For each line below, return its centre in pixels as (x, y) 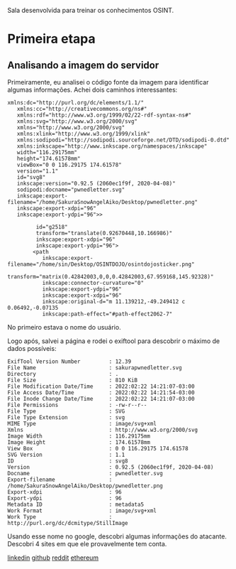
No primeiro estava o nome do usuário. (64, 327)
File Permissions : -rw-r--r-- (77, 405)
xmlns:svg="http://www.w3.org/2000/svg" (77, 121)
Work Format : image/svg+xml (82, 511)
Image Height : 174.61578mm (79, 443)
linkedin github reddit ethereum (53, 558)
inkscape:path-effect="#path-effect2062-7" (107, 314)
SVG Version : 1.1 (66, 455)
